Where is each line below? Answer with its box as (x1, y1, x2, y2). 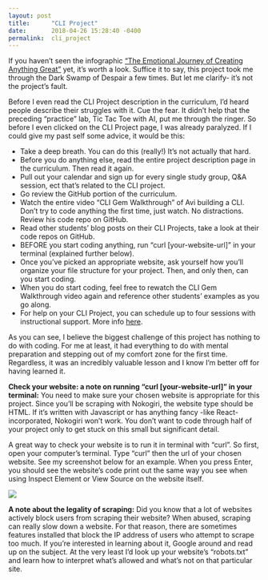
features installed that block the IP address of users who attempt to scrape (8, 530, 254, 540)
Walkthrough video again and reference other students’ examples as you (19, 292, 260, 301)
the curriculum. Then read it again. (19, 163, 134, 173)
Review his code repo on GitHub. (19, 215, 129, 224)
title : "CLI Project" (8, 19, 98, 27)
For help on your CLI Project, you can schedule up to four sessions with (19, 308, 256, 318)
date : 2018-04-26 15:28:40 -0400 (8, 26, 142, 34)
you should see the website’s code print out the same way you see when (8, 465, 248, 475)
